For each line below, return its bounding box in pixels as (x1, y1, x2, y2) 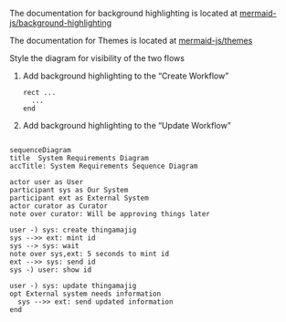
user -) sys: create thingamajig (9, 225, 137, 234)
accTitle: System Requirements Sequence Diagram (9, 161, 198, 171)
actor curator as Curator (9, 202, 108, 211)
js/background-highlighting (9, 17, 112, 28)
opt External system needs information (9, 289, 162, 298)
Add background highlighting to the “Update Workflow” (22, 120, 231, 130)
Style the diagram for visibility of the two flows (9, 53, 185, 63)
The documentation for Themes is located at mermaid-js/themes (9, 36, 253, 46)
